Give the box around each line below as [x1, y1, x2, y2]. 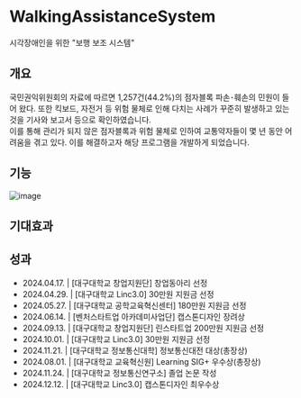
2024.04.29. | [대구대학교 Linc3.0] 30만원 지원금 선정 [22, 288, 214, 299]
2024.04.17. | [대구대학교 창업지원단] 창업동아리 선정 [22, 277, 208, 288]
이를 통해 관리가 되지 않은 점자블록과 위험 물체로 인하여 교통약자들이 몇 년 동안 [9, 125, 284, 136]
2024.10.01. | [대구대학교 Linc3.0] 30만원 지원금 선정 [22, 333, 211, 344]
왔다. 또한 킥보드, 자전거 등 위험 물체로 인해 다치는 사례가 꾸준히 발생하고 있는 [18, 103, 290, 113]
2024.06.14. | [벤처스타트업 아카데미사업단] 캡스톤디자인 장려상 [22, 311, 245, 321]
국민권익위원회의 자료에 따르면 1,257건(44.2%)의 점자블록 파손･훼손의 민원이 [9, 92, 280, 103]
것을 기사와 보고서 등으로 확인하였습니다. [9, 114, 151, 125]
